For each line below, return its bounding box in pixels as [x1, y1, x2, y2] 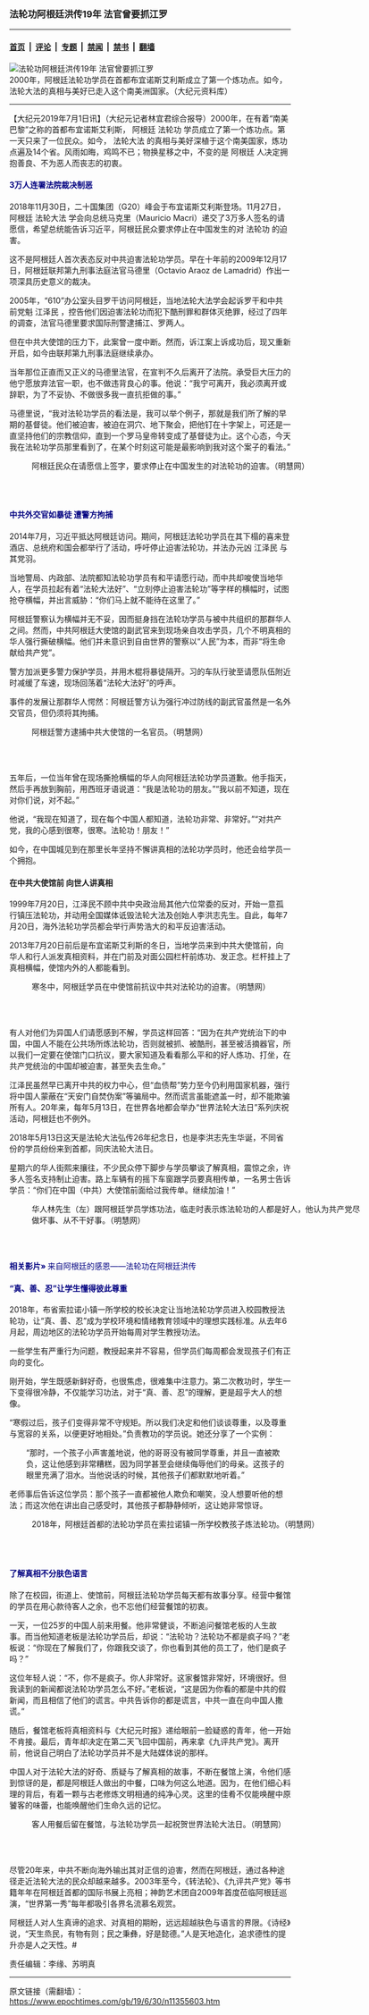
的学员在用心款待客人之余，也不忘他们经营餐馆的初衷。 [9, 1600, 213, 1611]
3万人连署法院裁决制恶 [9, 180, 94, 190]
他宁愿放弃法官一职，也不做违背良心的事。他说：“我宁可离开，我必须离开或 [9, 377, 288, 388]
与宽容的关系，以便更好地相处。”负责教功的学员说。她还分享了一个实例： [9, 1429, 275, 1439]
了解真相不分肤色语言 [9, 1567, 88, 1579]
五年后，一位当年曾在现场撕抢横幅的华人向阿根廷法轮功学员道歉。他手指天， [9, 771, 291, 783]
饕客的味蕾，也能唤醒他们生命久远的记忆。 [9, 1800, 166, 1810]
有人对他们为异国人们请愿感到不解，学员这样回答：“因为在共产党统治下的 [9, 1027, 280, 1038]
